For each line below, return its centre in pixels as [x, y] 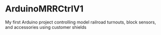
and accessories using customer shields [46, 27]
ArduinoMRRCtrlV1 [44, 9]
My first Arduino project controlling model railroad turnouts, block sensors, [80, 22]
